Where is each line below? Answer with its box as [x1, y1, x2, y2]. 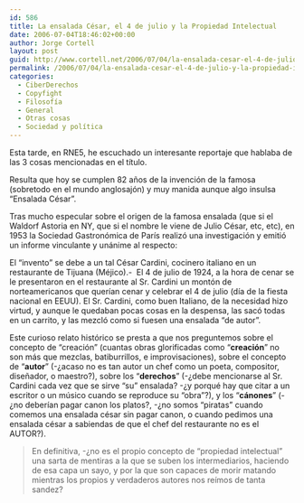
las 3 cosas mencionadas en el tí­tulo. [9, 157, 147, 167]
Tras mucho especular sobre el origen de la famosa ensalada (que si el [9, 211, 274, 221]
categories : [9, 72, 54, 81]
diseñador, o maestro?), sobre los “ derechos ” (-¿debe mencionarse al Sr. [9, 371, 283, 381]
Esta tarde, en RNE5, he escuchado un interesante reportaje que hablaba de [9, 147, 292, 158]
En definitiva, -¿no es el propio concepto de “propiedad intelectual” [31, 446, 283, 456]
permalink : [9, 64, 51, 73]
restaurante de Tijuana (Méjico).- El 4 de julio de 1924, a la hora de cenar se [9, 267, 295, 277]
